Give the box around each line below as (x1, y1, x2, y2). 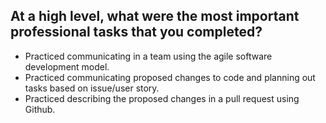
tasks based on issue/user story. (24, 82, 160, 94)
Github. (24, 103, 56, 115)
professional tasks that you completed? (10, 24, 263, 41)
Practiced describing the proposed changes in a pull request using (24, 92, 300, 104)
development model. (24, 60, 110, 73)
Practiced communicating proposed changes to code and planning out (24, 71, 316, 83)
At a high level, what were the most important (10, 8, 300, 25)
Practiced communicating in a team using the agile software (24, 50, 273, 62)
